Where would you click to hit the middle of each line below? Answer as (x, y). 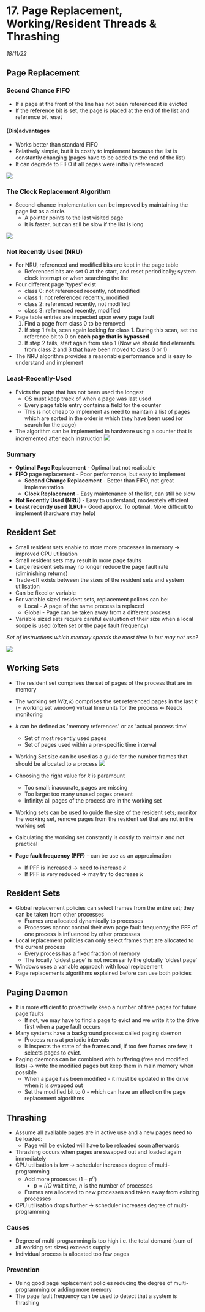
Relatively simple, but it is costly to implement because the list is (96, 151)
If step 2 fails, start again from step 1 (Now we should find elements (109, 343)
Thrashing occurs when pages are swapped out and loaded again (98, 1152)
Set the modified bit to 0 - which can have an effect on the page (105, 1092)
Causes (18, 1227)
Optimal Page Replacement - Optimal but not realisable (85, 468)
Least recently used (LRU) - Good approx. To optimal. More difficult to (104, 507)
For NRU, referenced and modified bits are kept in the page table (97, 265)
